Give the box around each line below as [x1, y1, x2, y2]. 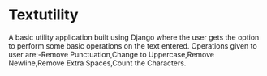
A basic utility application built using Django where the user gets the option [8, 32, 260, 42]
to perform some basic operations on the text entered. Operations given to [8, 40, 257, 50]
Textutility [8, 6, 79, 24]
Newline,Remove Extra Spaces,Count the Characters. [8, 58, 187, 68]
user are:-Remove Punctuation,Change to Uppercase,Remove [8, 49, 215, 59]
